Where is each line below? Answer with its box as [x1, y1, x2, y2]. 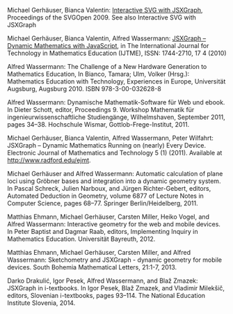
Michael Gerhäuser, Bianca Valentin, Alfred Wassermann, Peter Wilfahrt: [7, 134, 214, 142]
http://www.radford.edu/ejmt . [7, 156, 92, 164]
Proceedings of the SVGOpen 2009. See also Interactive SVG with [7, 13, 196, 22]
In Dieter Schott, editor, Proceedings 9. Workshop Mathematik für [7, 106, 195, 113]
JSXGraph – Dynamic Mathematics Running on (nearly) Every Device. [7, 141, 207, 149]
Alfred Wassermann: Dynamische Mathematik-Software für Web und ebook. [7, 98, 225, 107]
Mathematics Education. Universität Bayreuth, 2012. [7, 235, 156, 243]
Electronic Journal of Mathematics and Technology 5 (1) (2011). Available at [7, 149, 223, 157]
